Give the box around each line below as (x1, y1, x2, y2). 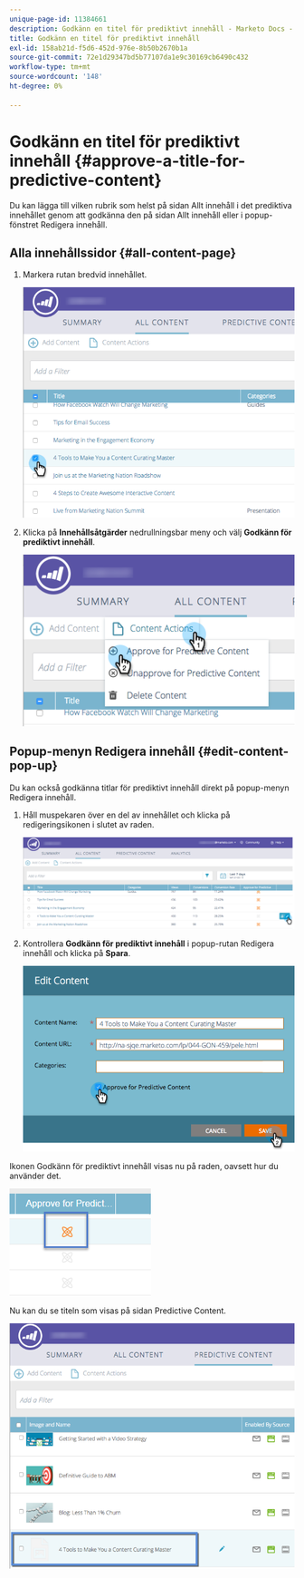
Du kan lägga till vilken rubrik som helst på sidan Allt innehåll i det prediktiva (9, 199, 292, 210)
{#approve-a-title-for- (73, 150, 246, 171)
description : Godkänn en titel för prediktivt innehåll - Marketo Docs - (9, 24, 294, 34)
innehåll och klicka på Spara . (22, 948, 131, 959)
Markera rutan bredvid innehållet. (22, 269, 147, 280)
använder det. (9, 1170, 62, 1182)
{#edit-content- (197, 744, 290, 760)
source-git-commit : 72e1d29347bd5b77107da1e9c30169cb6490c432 (9, 53, 249, 63)
